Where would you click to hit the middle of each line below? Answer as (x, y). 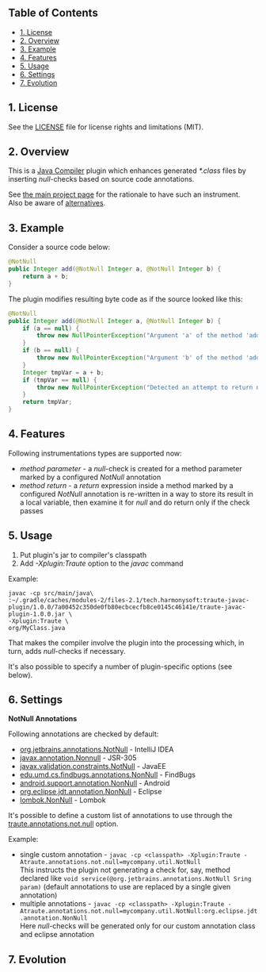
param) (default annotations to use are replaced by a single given (125, 887)
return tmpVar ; (47, 402)
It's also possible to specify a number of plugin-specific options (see (120, 667)
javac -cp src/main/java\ (51, 593)
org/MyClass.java (37, 628)
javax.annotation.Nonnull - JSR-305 (78, 758)
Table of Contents (53, 13)
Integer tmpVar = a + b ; (63, 372)
